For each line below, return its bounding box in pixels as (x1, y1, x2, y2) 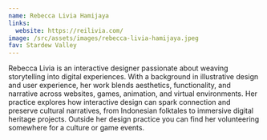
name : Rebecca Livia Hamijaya (8, 11, 110, 20)
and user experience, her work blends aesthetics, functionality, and (8, 81, 231, 90)
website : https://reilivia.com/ (15, 26, 124, 34)
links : (8, 19, 30, 27)
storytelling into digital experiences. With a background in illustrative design (8, 72, 259, 82)
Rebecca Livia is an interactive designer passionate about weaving (8, 63, 229, 73)
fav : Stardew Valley (8, 42, 78, 50)
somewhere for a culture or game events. (8, 123, 145, 133)
